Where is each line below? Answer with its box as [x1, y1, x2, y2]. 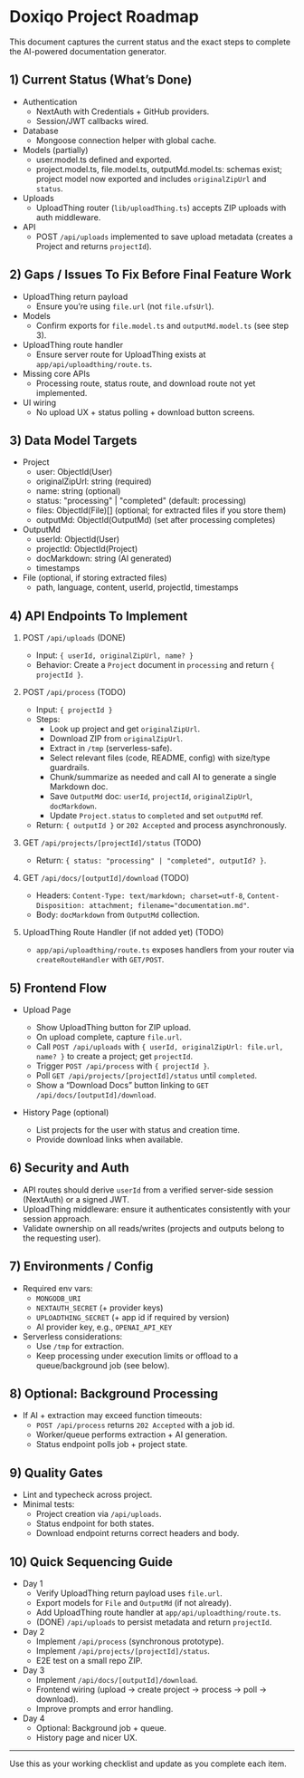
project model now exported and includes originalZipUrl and [35, 173, 267, 184]
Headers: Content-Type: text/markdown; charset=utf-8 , [35, 890, 246, 901]
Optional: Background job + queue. [35, 1723, 167, 1734]
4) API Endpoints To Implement [9, 608, 188, 623]
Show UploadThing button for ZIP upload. [35, 1022, 192, 1032]
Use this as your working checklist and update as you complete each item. [9, 1758, 287, 1769]
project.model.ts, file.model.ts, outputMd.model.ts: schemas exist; [35, 163, 283, 174]
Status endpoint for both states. [35, 1518, 155, 1529]
